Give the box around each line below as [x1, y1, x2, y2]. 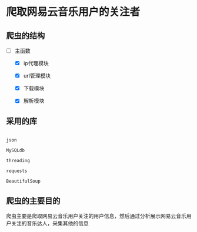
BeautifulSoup [6, 179, 41, 184]
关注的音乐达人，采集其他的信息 [11, 220, 89, 227]
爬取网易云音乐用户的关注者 [6, 5, 141, 19]
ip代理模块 [23, 60, 49, 67]
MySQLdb [6, 147, 25, 153]
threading [6, 158, 31, 164]
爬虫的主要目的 [6, 196, 61, 206]
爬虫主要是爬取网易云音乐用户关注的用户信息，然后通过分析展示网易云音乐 [6, 212, 186, 219]
